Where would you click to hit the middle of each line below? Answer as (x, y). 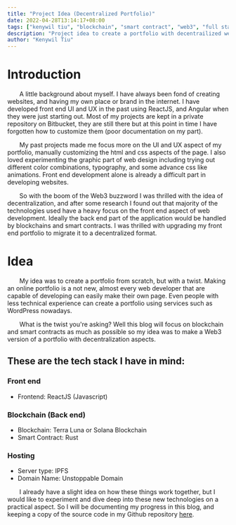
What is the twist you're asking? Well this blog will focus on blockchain (121, 324)
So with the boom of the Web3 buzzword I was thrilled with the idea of (121, 196)
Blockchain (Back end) (47, 415)
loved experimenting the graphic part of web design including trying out (111, 160)
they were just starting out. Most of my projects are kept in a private (105, 117)
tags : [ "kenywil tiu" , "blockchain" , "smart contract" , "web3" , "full (113, 27)
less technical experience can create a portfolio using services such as (110, 303)
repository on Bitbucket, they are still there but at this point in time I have (112, 124)
